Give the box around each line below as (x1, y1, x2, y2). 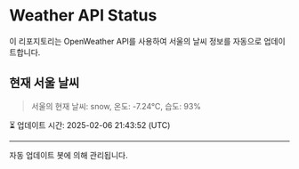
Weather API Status (9, 5, 158, 26)
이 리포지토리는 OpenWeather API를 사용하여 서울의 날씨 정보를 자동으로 (9, 36, 263, 46)
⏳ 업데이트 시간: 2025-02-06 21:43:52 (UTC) (9, 119, 171, 130)
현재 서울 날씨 (9, 76, 80, 91)
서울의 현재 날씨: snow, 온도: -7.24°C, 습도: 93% (30, 101, 202, 111)
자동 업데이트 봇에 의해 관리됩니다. (9, 149, 128, 160)
